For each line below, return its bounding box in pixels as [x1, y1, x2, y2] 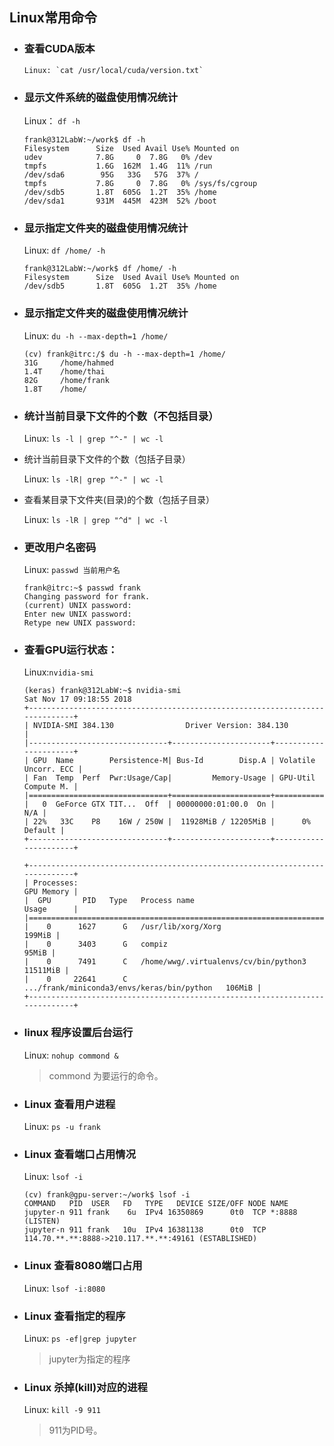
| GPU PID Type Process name [23, 896, 195, 906]
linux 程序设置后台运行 [23, 1026, 134, 1040]
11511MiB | [23, 966, 70, 976]
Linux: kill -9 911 [23, 1404, 102, 1416]
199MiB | [23, 931, 61, 941]
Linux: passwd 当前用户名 [23, 564, 121, 576]
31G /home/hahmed [23, 358, 114, 368]
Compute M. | [23, 782, 79, 792]
